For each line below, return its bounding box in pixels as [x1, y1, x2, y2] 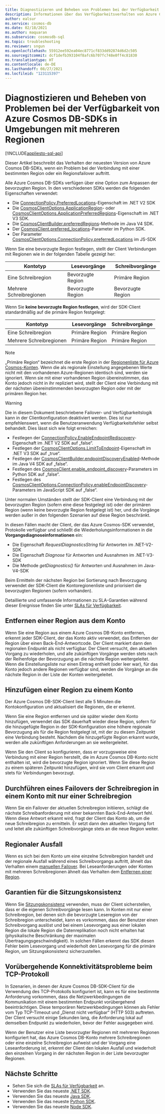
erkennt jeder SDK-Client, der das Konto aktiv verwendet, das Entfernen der [5, 635, 159, 641]
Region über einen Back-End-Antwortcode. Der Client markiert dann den [5, 640, 152, 646]
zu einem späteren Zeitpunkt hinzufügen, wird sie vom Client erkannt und [5, 765, 154, 771]
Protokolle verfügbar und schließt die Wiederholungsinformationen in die [5, 527, 153, 533]
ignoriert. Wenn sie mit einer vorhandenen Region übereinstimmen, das [5, 374, 149, 381]
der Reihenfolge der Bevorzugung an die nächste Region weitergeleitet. [5, 656, 150, 661]
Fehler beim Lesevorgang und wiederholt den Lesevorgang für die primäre [5, 943, 156, 949]
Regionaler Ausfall [5, 840, 63, 848]
